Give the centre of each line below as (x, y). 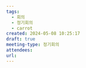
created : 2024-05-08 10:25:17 (43, 34)
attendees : (19, 50)
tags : (13, 12)
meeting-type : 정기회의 (33, 45)
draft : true (21, 39)
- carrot (22, 28)
